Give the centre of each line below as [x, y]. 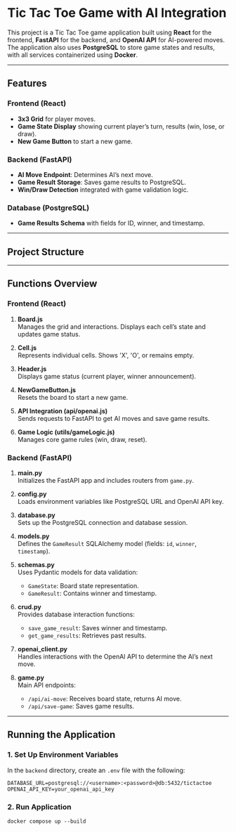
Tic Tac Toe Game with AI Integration [117, 13]
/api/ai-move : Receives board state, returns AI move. [105, 699]
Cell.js [27, 347]
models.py [33, 536]
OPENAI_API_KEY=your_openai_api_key [61, 789]
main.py [29, 473]
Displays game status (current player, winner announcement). [107, 376]
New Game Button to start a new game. [75, 141]
